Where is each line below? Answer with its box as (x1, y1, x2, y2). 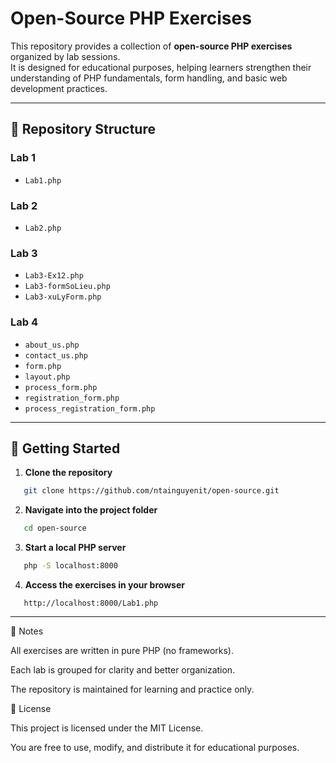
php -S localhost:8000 (23, 561, 118, 571)
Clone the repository (24, 467, 113, 479)
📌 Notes (10, 625, 44, 637)
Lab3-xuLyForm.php (24, 292, 102, 302)
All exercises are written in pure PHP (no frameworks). (10, 644, 234, 656)
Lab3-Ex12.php (24, 271, 84, 281)
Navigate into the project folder (24, 504, 158, 516)
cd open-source (23, 523, 87, 534)
